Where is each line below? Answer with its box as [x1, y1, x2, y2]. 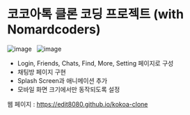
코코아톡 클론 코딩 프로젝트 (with [7, 6, 184, 22]
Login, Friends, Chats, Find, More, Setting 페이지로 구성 [17, 59, 174, 67]
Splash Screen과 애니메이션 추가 [17, 76, 108, 84]
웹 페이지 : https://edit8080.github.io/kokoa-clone [7, 100, 148, 108]
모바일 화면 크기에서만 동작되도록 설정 [17, 85, 120, 93]
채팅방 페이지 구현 [17, 68, 66, 76]
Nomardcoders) [7, 22, 101, 38]
